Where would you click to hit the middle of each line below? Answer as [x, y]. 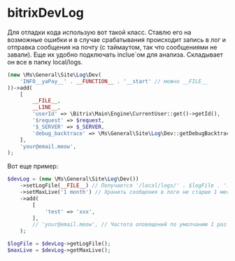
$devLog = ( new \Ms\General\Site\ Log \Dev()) [73, 179]
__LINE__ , [47, 107]
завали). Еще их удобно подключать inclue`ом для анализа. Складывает [115, 55]
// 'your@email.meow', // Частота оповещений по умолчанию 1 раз [130, 225]
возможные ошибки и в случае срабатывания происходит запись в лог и [116, 39]
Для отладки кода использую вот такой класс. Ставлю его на [99, 32]
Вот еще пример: [33, 167]
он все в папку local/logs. [45, 62]
